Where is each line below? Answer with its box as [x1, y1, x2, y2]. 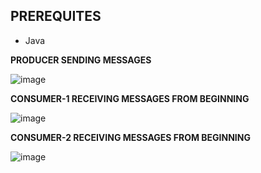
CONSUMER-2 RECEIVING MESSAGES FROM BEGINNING [10, 131, 251, 143]
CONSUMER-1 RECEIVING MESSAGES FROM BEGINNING [10, 92, 250, 104]
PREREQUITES [10, 8, 102, 25]
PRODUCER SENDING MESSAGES [10, 54, 152, 66]
